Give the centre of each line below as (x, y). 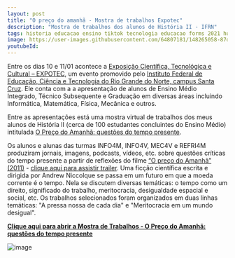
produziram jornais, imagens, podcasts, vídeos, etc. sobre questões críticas (116, 153)
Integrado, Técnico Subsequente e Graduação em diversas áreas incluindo (115, 96)
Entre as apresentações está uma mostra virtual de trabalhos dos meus (110, 117)
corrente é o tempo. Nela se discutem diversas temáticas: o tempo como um (117, 183)
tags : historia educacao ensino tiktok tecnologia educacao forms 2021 (114, 33)
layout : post (26, 14)
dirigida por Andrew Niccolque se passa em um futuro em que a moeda (110, 175)
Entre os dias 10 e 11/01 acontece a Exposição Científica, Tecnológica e (109, 66)
